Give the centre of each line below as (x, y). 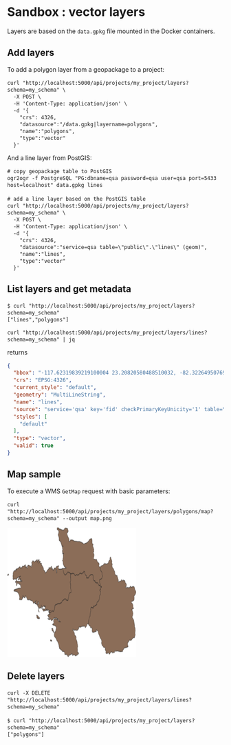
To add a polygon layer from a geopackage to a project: (86, 69)
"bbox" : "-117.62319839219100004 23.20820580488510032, (95, 373)
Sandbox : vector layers (76, 12)
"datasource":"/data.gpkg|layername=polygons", (89, 124)
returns (18, 352)
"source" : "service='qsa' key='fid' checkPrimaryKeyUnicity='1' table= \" (121, 409)
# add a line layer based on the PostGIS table (77, 199)
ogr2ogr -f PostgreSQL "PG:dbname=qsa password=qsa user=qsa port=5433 (112, 178)
